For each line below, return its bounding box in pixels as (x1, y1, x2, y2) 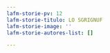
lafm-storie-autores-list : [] (6, 29, 94, 36)
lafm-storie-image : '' (6, 23, 72, 30)
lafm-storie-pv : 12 (6, 10, 63, 17)
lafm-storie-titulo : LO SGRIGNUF (6, 17, 103, 23)
